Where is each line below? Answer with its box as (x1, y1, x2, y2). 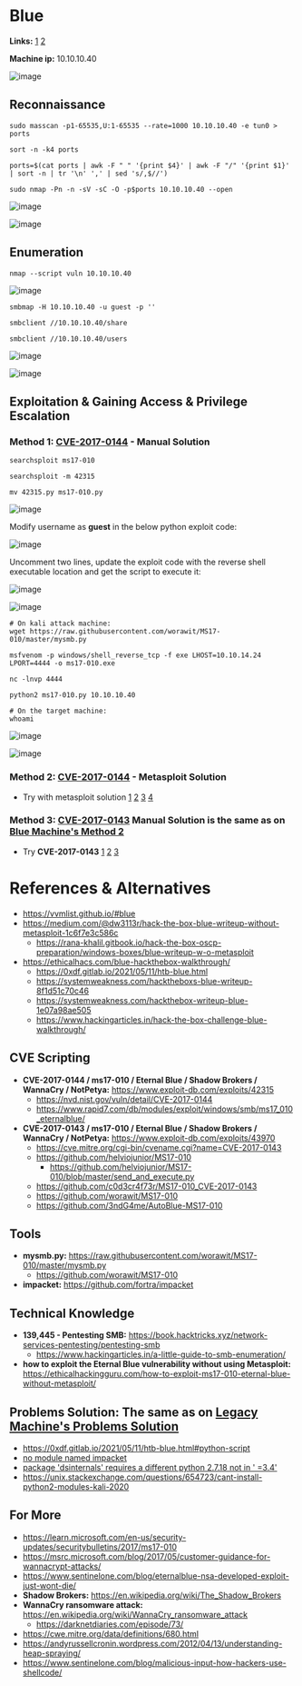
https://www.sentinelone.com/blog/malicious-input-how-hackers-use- (22, 1657, 287, 1668)
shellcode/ (22, 1667, 63, 1678)
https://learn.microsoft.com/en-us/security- (22, 1531, 187, 1542)
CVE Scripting (9, 1051, 91, 1066)
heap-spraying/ (22, 1647, 82, 1659)
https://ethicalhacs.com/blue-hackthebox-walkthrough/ (22, 956, 231, 967)
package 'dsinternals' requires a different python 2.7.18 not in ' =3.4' (22, 1462, 278, 1473)
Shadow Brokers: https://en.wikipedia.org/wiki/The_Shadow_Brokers (22, 1590, 282, 1601)
